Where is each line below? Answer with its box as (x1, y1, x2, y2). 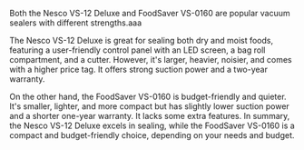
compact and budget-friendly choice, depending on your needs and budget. (9, 130, 295, 140)
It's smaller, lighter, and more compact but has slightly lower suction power (9, 101, 290, 112)
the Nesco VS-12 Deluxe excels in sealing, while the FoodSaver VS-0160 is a (9, 120, 295, 131)
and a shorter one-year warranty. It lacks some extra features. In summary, (9, 111, 290, 121)
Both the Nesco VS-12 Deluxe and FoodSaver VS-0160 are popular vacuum (9, 8, 290, 18)
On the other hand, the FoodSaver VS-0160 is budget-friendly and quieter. (9, 91, 288, 102)
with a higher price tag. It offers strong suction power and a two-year (9, 64, 268, 75)
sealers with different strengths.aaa (9, 17, 142, 28)
